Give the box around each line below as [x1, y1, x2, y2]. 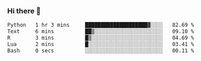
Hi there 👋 [7, 6, 42, 16]
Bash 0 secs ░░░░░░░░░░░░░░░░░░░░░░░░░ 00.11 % [7, 47, 195, 54]
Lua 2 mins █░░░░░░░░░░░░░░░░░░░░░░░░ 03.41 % [7, 40, 195, 47]
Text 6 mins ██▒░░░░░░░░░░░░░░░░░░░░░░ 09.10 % [7, 28, 195, 35]
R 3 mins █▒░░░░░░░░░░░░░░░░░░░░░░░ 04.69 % [7, 34, 195, 42]
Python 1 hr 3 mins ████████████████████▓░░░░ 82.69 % [7, 22, 195, 29]
